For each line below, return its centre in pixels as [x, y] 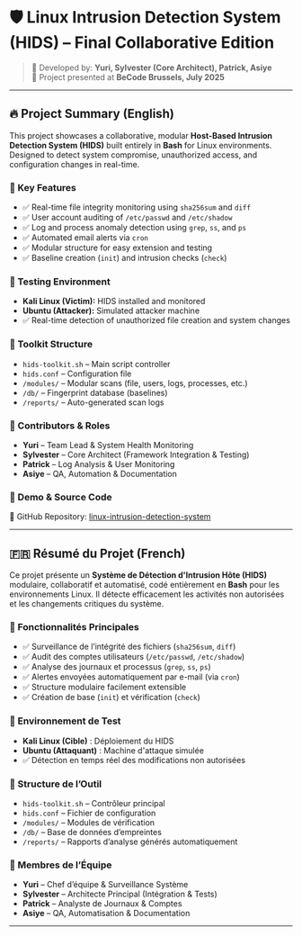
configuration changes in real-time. [75, 164]
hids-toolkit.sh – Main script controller [96, 364]
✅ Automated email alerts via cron [85, 238]
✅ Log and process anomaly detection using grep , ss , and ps [134, 228]
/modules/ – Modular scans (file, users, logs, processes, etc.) [135, 382]
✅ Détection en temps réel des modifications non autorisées [133, 760]
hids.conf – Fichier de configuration [89, 813]
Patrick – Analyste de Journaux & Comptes [102, 904]
